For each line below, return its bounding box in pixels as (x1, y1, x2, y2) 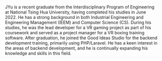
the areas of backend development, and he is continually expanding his (5, 46, 148, 51)
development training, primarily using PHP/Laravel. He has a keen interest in (5, 40, 158, 46)
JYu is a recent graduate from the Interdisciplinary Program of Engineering (5, 4, 155, 10)
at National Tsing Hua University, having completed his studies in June (5, 9, 146, 15)
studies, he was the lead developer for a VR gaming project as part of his (5, 25, 151, 30)
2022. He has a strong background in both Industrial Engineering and (5, 15, 144, 20)
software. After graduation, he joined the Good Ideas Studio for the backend (5, 35, 158, 41)
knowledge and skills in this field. (5, 50, 72, 56)
